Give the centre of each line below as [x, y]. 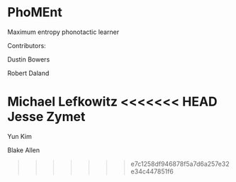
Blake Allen [24, 150]
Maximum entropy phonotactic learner [63, 32]
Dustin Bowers [29, 59]
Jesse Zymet [46, 117]
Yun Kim [19, 136]
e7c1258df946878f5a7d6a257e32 [180, 164]
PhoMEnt [35, 12]
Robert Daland [28, 73]
